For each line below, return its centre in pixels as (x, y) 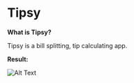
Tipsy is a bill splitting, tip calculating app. (67, 45)
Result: (18, 59)
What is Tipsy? (29, 32)
